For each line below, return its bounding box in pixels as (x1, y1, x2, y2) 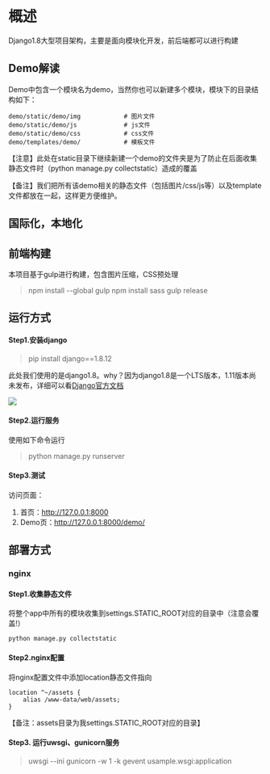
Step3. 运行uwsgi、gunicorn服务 (8, 738, 120, 747)
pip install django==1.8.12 (27, 353, 112, 364)
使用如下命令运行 (8, 435, 65, 444)
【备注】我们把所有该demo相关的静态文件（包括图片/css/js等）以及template (8, 180, 262, 190)
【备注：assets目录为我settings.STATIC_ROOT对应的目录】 (8, 717, 205, 727)
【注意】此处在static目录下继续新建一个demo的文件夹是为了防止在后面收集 (8, 153, 258, 162)
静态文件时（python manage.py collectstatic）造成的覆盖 (8, 163, 197, 173)
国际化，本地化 (8, 217, 83, 230)
